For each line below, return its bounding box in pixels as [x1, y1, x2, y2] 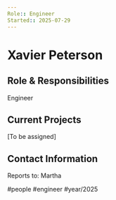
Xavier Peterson [7, 47, 103, 63]
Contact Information [7, 152, 98, 165]
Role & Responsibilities [7, 75, 110, 87]
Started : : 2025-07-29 [7, 17, 71, 24]
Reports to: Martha [7, 171, 62, 180]
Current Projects [7, 114, 82, 126]
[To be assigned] [7, 133, 56, 141]
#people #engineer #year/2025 [7, 185, 98, 194]
